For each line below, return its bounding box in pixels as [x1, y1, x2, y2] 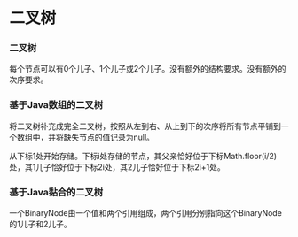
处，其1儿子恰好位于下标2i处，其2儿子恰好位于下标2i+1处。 [9, 161, 226, 172]
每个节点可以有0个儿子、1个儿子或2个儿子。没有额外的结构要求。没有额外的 [9, 64, 286, 74]
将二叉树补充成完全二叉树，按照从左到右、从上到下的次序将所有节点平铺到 [9, 120, 281, 131]
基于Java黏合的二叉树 [9, 186, 104, 198]
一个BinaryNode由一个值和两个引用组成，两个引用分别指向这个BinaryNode [9, 208, 282, 218]
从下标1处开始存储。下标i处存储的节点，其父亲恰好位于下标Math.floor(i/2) [9, 150, 278, 161]
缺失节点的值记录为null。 [63, 132, 155, 142]
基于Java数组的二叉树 [9, 99, 104, 111]
